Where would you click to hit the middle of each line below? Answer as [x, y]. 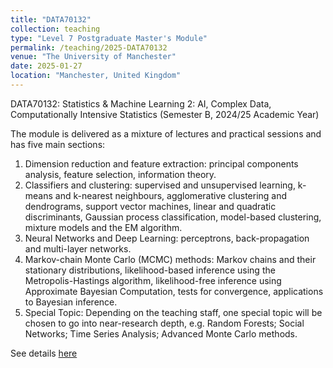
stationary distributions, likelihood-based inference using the [150, 270]
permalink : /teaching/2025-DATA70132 [89, 47]
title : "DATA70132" [51, 19]
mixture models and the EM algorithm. [103, 227]
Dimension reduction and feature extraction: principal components [161, 163]
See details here [44, 353]
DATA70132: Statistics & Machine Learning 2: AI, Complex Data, [141, 103]
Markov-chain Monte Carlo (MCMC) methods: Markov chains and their [170, 259]
